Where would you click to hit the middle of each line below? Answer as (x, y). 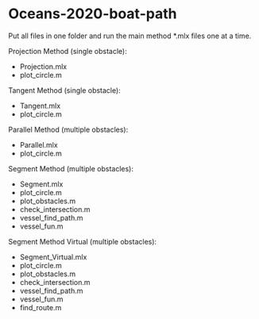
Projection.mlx (43, 66)
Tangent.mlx (40, 106)
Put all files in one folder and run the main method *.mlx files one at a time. (130, 36)
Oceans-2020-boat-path (93, 14)
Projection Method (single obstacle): (68, 51)
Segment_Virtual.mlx (53, 257)
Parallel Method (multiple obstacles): (68, 129)
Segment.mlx (41, 184)
